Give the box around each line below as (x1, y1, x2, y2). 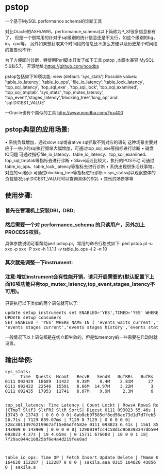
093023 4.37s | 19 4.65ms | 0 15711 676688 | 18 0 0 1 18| (5, 432, 149, 437)
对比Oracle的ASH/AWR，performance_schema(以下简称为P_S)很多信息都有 (5, 28, 156, 34)
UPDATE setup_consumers (5, 314, 62, 320)
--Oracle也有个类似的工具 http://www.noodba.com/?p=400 (5, 110, 124, 115)
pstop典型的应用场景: (5, 126, 70, 134)
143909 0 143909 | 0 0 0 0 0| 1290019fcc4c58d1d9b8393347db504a (5, 427, 162, 432)
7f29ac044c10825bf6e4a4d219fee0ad (5, 437, 87, 442)
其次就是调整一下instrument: (5, 259, 73, 266)
